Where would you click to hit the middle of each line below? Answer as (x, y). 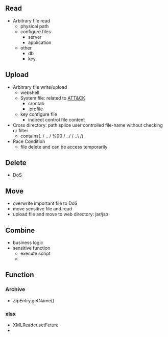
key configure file (39, 114)
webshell (30, 92)
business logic (28, 243)
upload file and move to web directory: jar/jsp (61, 214)
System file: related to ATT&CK (53, 98)
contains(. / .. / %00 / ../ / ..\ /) (52, 136)
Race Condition (29, 141)
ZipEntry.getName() (33, 300)
